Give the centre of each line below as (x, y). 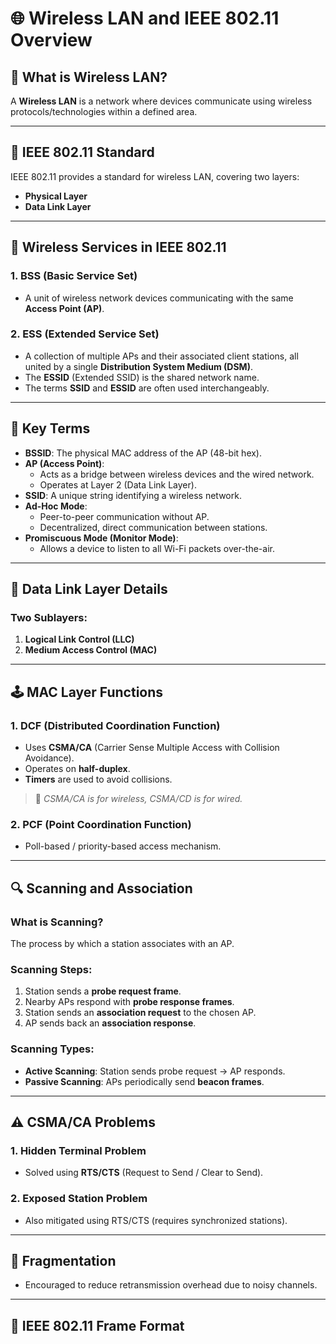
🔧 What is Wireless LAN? (89, 77)
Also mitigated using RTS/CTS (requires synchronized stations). (156, 1220)
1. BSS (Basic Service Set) (74, 276)
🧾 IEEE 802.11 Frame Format (97, 1325)
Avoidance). (49, 758)
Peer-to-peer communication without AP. (124, 516)
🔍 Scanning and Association (101, 888)
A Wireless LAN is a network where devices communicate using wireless (161, 101)
